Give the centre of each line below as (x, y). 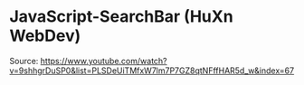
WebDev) (45, 36)
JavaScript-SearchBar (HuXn (121, 17)
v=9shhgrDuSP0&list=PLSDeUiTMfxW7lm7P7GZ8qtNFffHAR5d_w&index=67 (152, 71)
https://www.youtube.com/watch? (104, 61)
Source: (24, 61)
